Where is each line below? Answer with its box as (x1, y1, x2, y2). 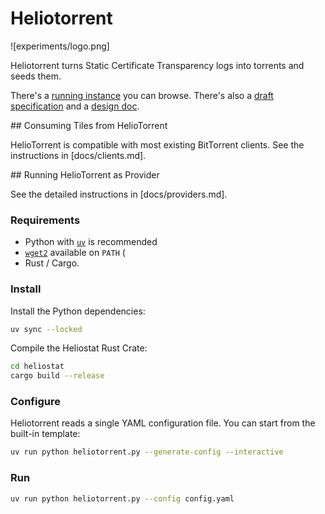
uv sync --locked (10, 324, 83, 334)
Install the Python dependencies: (10, 305, 146, 317)
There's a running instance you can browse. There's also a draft (10, 89, 274, 101)
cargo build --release (10, 371, 105, 381)
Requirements (10, 213, 81, 227)
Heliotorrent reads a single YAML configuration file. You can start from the (10, 417, 316, 429)
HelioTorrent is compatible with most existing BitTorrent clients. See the (10, 138, 305, 151)
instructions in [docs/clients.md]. (10, 149, 147, 161)
